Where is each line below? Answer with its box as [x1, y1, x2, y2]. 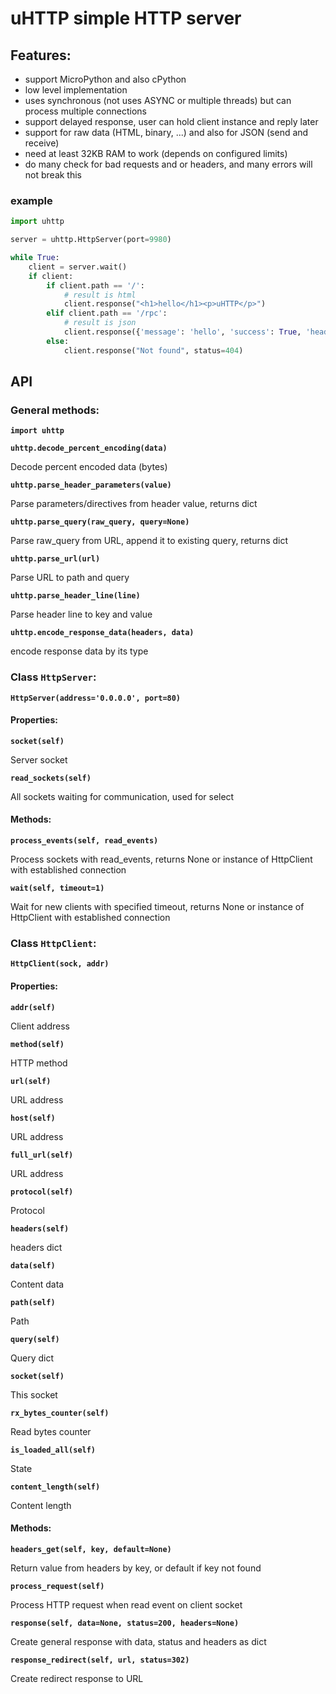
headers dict [10, 1241, 63, 1253]
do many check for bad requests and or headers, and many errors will [24, 158, 313, 170]
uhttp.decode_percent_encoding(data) [10, 443, 168, 454]
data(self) [10, 1260, 56, 1271]
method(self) [10, 1039, 65, 1049]
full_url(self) [10, 1150, 74, 1160]
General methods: [10, 403, 100, 417]
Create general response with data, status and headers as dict [10, 1635, 267, 1647]
